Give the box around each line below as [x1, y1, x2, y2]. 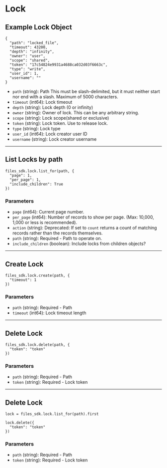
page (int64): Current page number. [12, 209, 84, 215]
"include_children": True [9, 182, 64, 187]
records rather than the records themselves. [12, 230, 103, 236]
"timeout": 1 [9, 277, 37, 282]
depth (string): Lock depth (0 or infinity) [12, 104, 93, 110]
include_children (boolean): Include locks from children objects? [12, 240, 146, 247]
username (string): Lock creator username [12, 136, 97, 142]
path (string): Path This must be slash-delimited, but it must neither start [12, 88, 160, 94]
